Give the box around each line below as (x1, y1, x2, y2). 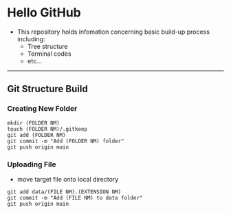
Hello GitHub (7, 5, 81, 21)
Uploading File (7, 160, 56, 169)
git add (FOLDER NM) (7, 131, 67, 138)
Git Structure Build (7, 83, 88, 95)
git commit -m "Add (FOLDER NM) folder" (7, 138, 125, 145)
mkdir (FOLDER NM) (7, 119, 60, 127)
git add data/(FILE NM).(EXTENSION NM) (7, 188, 122, 195)
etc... (27, 56, 43, 65)
